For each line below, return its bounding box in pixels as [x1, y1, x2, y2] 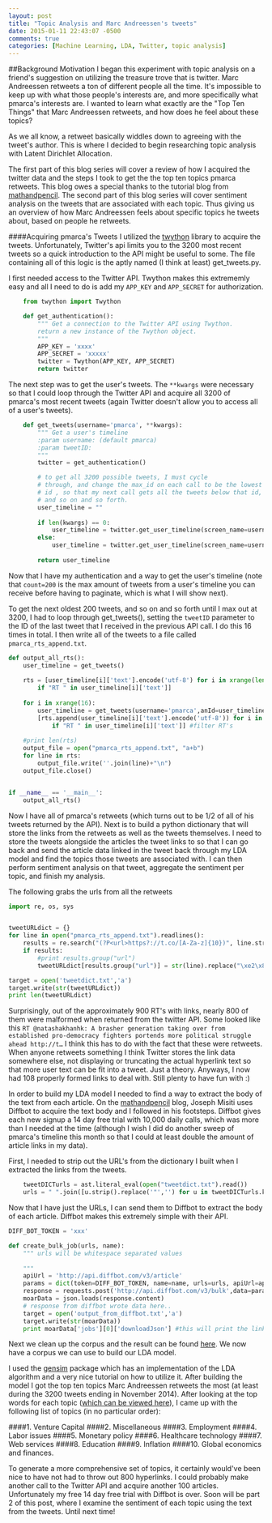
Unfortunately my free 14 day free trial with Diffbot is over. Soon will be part [8, 1490, 261, 1500]
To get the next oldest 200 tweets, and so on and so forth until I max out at [8, 604, 257, 613]
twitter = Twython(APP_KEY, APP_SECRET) [37, 357, 176, 365]
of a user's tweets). [8, 406, 74, 415]
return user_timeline [37, 556, 111, 564]
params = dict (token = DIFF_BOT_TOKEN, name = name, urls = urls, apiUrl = [23, 1279, 259, 1288]
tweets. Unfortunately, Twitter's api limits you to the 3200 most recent [8, 241, 242, 250]
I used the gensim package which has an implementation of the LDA [8, 1363, 236, 1373]
